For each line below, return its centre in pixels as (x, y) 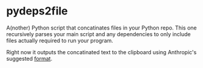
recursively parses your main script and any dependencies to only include (98, 34)
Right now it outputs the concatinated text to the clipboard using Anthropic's (101, 52)
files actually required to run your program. (60, 40)
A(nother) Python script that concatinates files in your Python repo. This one (101, 28)
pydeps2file (37, 11)
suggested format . (29, 58)
